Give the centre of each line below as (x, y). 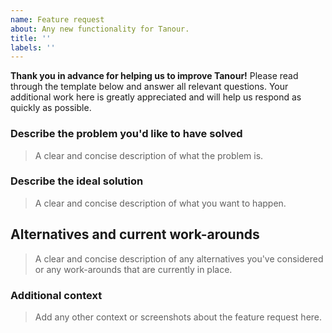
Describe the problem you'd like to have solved (126, 134)
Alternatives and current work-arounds (135, 234)
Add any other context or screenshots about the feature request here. (178, 317)
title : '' (31, 38)
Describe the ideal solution (77, 181)
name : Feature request (57, 19)
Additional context (56, 295)
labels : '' (33, 47)
